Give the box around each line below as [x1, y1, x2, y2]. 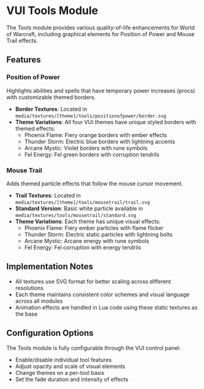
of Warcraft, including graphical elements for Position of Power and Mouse [6, 30, 195, 37]
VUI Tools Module [6, 4, 99, 18]
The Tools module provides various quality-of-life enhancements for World [6, 24, 195, 31]
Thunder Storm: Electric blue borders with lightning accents [24, 138, 176, 145]
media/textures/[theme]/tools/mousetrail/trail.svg [15, 199, 150, 206]
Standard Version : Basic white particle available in [15, 204, 143, 212]
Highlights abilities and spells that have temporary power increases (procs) [6, 87, 195, 94]
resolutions [15, 284, 44, 291]
